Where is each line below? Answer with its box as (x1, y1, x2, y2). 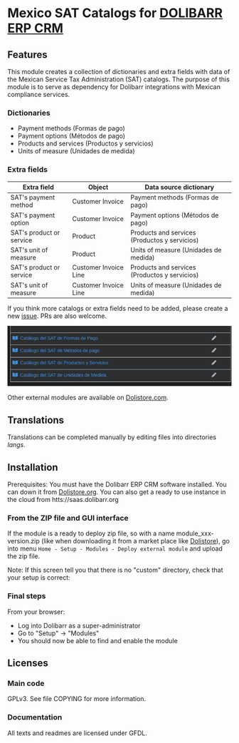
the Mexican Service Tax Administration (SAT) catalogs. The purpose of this (7, 75, 230, 83)
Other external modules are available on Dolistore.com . (7, 394, 169, 402)
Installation (7, 461, 58, 473)
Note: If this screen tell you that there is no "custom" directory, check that (7, 565, 223, 575)
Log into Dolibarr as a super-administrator (17, 621, 141, 630)
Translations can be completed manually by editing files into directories (7, 433, 217, 441)
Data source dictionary (144, 183, 215, 192)
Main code (7, 679, 45, 689)
